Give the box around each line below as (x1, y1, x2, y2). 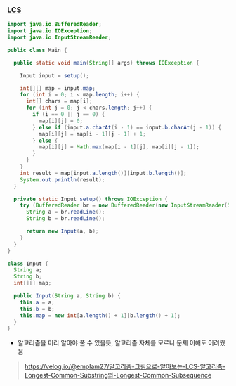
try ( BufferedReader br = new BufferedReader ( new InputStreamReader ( (20, 202, 228, 209)
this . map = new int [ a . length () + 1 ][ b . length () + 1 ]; (20, 311, 181, 319)
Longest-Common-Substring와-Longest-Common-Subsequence (24, 371, 212, 380)
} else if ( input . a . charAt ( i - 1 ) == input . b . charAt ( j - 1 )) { (32, 124, 222, 131)
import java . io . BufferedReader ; (7, 21, 102, 28)
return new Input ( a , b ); (25, 228, 99, 235)
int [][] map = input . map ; (20, 84, 96, 92)
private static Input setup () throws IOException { (13, 195, 169, 202)
